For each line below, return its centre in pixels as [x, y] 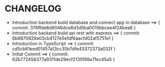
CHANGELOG [33, 9]
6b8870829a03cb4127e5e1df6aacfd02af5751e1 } [63, 38]
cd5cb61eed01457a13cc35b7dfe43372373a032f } [64, 49]
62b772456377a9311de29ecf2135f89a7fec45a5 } [63, 59]
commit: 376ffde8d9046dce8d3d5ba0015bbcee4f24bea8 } [74, 27]
